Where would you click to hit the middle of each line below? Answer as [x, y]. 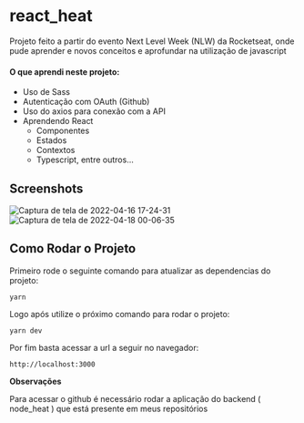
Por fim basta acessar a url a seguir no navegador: [104, 347]
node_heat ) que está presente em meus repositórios [109, 408]
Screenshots [46, 188]
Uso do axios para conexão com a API [94, 111]
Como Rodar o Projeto [73, 248]
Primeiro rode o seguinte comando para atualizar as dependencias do [140, 271]
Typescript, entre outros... [85, 160]
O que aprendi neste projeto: [65, 72]
